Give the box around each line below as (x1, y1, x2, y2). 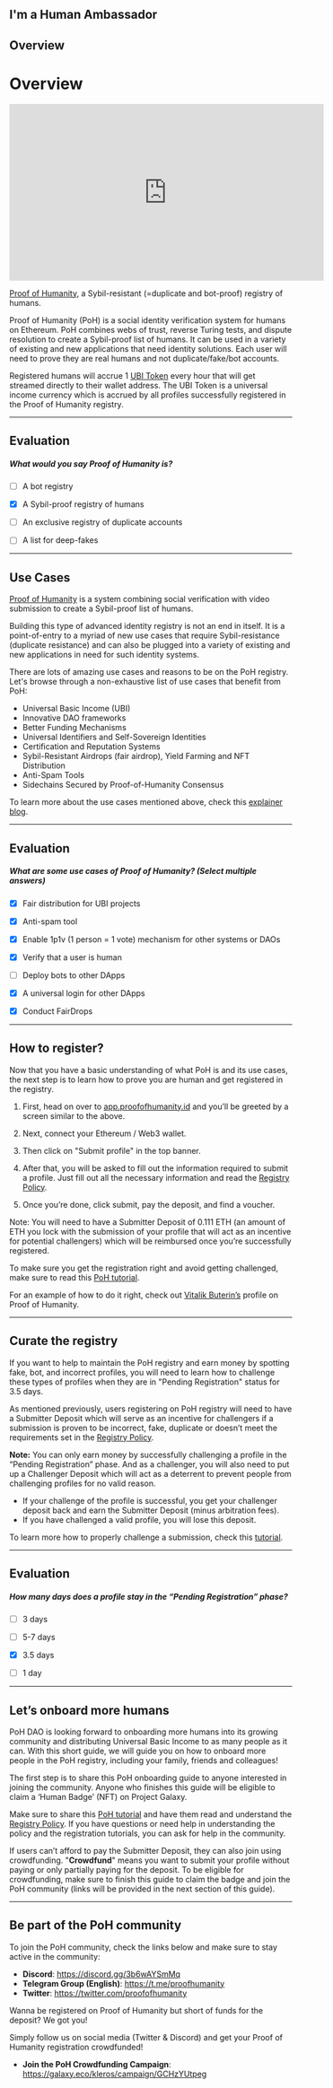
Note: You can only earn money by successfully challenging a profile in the (9, 1449, 287, 1460)
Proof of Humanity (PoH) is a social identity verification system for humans (9, 314, 286, 326)
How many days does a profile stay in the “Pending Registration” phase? (9, 1591, 289, 1602)
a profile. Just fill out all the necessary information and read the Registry (22, 1172, 290, 1183)
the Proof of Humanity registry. (9, 398, 124, 409)
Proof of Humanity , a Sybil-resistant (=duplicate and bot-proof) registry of (9, 287, 284, 299)
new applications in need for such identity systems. (9, 650, 200, 660)
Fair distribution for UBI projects (22, 897, 141, 909)
